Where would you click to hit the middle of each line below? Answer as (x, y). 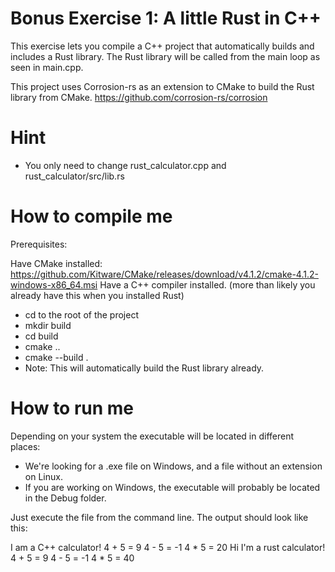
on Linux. (43, 476)
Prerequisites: (39, 244)
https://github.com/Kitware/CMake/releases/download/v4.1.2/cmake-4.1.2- (164, 274)
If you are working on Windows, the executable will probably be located (172, 487)
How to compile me (91, 216)
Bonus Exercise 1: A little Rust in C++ (166, 18)
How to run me (72, 408)
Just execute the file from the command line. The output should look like (159, 517)
